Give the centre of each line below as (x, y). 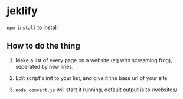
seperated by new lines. (44, 66)
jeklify (22, 11)
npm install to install (32, 27)
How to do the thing (43, 46)
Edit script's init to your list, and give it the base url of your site (91, 78)
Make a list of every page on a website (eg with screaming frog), (94, 60)
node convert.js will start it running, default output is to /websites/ (96, 90)
